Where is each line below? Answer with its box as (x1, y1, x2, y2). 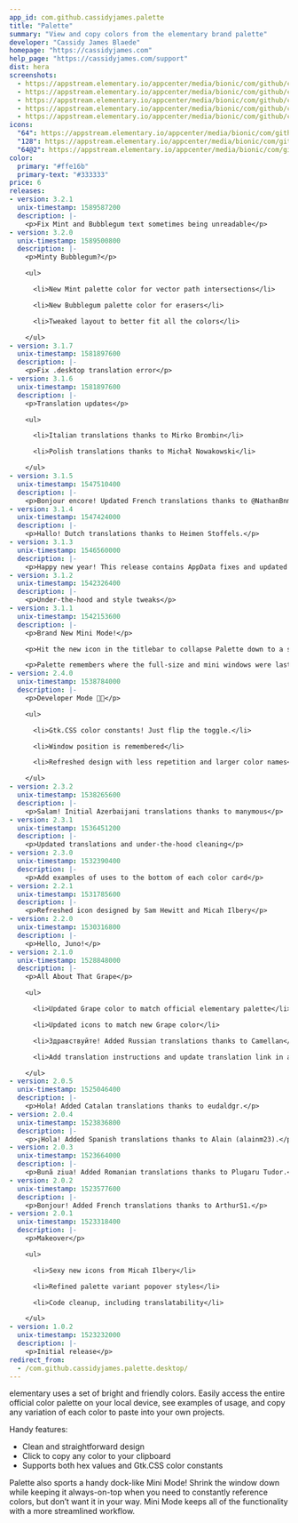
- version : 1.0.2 (9, 1322, 74, 1332)
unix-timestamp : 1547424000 (17, 513, 122, 522)
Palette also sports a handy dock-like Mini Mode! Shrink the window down (9, 1478, 280, 1488)
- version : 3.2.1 (9, 195, 74, 204)
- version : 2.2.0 (9, 915, 74, 924)
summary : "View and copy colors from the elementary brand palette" (9, 29, 268, 38)
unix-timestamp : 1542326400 (17, 579, 122, 588)
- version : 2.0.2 (9, 1175, 74, 1185)
